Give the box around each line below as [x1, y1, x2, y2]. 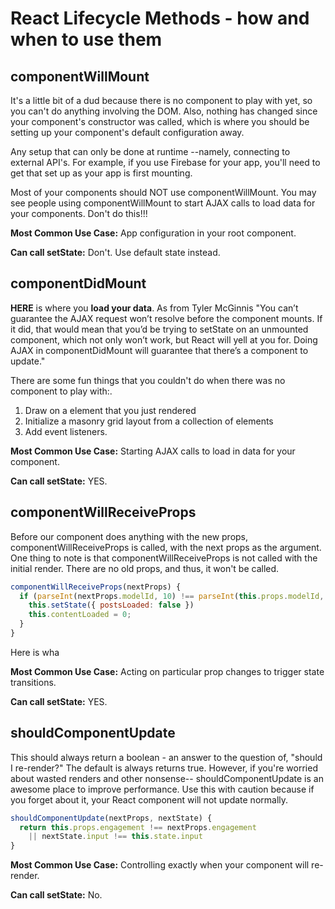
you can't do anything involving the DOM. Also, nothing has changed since [10, 105, 318, 117]
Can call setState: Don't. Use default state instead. [10, 247, 221, 258]
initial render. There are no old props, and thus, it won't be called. [10, 562, 280, 574]
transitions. [10, 676, 57, 688]
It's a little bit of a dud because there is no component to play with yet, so [10, 95, 313, 106]
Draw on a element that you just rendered [24, 404, 197, 416]
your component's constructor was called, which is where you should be [10, 116, 310, 127]
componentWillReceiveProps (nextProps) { [10, 582, 182, 592]
